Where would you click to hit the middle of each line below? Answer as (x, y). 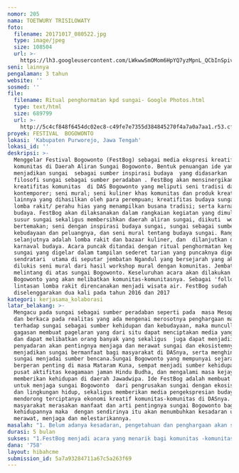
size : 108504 (33, 47)
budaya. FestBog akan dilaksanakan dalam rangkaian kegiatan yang (114, 213)
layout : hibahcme (33, 452)
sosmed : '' (23, 87)
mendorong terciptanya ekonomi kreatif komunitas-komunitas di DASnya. (122, 399)
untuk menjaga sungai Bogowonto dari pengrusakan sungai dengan (113, 385)
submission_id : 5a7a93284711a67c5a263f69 (70, 458)
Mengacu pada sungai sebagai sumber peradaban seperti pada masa (114, 312)
